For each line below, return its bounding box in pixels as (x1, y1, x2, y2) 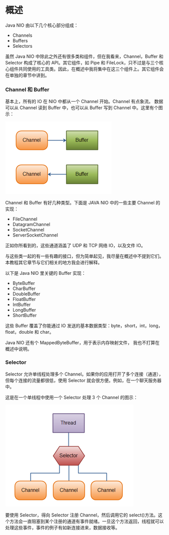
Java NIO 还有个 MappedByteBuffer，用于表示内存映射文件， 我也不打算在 (5, 340, 160, 346)
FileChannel (12, 216, 38, 222)
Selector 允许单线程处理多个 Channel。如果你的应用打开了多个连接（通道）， (5, 371, 163, 377)
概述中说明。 (5, 346, 32, 352)
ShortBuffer (12, 313, 37, 319)
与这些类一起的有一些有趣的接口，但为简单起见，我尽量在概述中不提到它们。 (5, 253, 164, 259)
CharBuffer (12, 285, 36, 292)
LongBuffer (12, 307, 36, 313)
